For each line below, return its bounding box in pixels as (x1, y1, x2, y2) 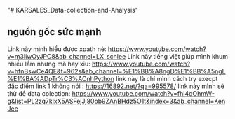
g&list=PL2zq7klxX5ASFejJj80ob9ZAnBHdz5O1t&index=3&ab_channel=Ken (7, 97, 226, 105)
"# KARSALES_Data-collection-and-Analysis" (7, 6, 139, 14)
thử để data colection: (7, 89, 71, 97)
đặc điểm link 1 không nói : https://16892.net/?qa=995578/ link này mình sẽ (7, 82, 224, 90)
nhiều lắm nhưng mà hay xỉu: (7, 59, 90, 68)
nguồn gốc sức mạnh (7, 26, 102, 38)
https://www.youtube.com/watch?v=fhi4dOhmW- (72, 89, 215, 97)
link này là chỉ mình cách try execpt (115, 74, 218, 83)
